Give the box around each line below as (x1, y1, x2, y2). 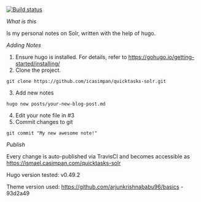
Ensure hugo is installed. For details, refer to (15, 53, 127, 61)
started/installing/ (15, 60, 60, 67)
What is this (6, 18, 37, 25)
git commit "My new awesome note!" (6, 130, 98, 136)
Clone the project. (15, 66, 61, 74)
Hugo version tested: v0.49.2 (6, 171, 81, 178)
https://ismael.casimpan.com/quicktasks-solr (6, 160, 121, 166)
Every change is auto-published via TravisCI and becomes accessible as (6, 153, 191, 160)
